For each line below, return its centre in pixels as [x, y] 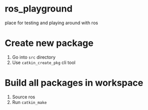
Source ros [24, 97]
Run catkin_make [29, 102]
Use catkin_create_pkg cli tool [44, 62]
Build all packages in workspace [74, 83]
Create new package [49, 43]
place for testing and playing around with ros [51, 23]
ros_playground [39, 9]
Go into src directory [34, 57]
